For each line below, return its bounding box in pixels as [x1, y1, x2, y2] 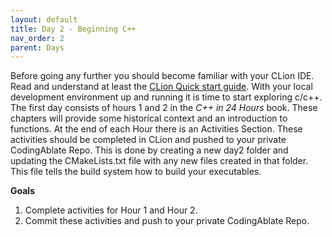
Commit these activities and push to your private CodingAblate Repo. [24, 215, 310, 227]
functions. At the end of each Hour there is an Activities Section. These [10, 123, 303, 135]
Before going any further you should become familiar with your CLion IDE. [10, 70, 315, 82]
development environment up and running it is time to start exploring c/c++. [10, 91, 323, 103]
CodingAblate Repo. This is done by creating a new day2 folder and [10, 144, 289, 156]
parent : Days [10, 42, 65, 53]
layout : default [10, 14, 78, 25]
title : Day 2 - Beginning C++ [10, 24, 137, 34]
